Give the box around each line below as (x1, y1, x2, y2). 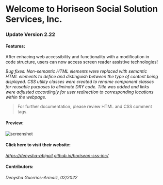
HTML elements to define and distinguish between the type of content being (5, 74, 158, 80)
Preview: (5, 120, 24, 126)
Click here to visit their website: (5, 142, 71, 148)
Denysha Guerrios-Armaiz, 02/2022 (5, 174, 78, 180)
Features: (5, 43, 26, 49)
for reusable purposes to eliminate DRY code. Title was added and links (5, 84, 149, 90)
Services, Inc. (5, 14, 63, 25)
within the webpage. (5, 94, 47, 100)
